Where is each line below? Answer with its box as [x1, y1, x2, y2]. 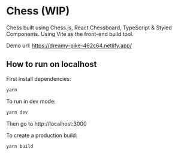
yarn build [6, 143, 34, 149]
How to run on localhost [6, 59, 97, 69]
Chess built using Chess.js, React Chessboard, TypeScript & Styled [6, 24, 172, 31]
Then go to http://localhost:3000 [6, 120, 87, 127]
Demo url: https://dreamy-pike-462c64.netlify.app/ [6, 42, 132, 49]
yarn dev [6, 109, 28, 115]
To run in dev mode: [6, 98, 56, 105]
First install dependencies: [6, 75, 71, 82]
